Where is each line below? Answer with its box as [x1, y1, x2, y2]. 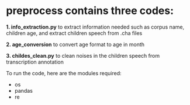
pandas [14, 87, 33, 94]
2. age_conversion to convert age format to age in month [6, 41, 145, 48]
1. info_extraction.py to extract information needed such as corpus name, [6, 23, 185, 30]
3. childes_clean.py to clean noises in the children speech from [6, 52, 160, 59]
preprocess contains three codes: [6, 4, 174, 17]
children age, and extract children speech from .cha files [6, 29, 143, 36]
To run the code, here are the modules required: [6, 69, 122, 76]
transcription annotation [6, 58, 64, 65]
